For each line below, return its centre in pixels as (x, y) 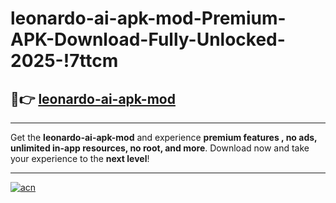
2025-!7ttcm (64, 61)
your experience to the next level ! (80, 158)
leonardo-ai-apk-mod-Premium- (148, 18)
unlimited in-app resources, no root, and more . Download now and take (160, 148)
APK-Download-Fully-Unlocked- (148, 39)
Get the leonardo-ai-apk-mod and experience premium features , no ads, (164, 137)
